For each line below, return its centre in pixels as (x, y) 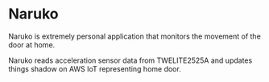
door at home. (32, 44)
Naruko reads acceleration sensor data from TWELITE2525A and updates (130, 60)
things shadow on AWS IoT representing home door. (95, 68)
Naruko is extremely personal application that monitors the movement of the (135, 36)
